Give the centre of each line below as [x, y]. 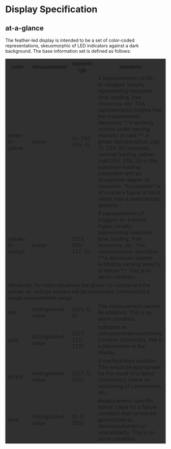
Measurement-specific [126, 401]
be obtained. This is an [125, 312]
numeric [82, 63]
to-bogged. [112, 85]
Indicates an [112, 327]
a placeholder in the [122, 346]
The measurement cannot [129, 306]
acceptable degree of [124, 180]
